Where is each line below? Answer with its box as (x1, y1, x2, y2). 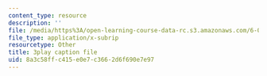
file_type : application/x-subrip (8, 33, 119, 42)
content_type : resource (8, 11, 87, 20)
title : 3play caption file (8, 48, 98, 56)
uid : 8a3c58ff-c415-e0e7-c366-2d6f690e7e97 (8, 56, 155, 64)
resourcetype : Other (8, 41, 77, 49)
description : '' (8, 19, 62, 27)
